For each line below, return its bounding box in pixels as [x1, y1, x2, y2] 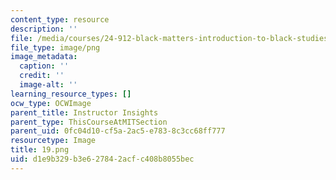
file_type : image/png [10, 42, 101, 53]
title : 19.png [10, 145, 70, 155]
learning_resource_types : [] [10, 89, 132, 99]
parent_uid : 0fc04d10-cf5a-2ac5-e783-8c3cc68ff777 [10, 126, 226, 136]
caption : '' [19, 61, 70, 71]
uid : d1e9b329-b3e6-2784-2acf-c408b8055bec [10, 154, 195, 164]
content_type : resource [10, 14, 110, 25]
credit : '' [19, 71, 65, 81]
